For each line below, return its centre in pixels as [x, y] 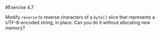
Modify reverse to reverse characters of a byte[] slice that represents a [80, 17]
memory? [15, 28]
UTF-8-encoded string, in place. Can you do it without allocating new [78, 23]
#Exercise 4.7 [20, 7]
